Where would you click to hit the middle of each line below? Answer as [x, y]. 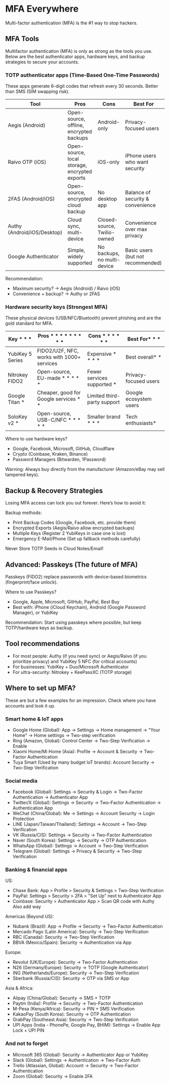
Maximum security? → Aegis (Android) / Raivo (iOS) [66, 289]
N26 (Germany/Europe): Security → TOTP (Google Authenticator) [80, 968]
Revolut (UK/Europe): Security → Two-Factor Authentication [75, 962]
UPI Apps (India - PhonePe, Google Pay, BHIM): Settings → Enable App [87, 1025]
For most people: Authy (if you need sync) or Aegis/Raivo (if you [79, 656]
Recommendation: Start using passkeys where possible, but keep [73, 622]
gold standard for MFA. [29, 323]
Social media [22, 781]
